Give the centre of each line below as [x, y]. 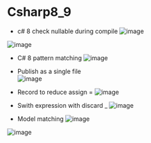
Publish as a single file [49, 71]
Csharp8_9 [39, 12]
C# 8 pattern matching [49, 58]
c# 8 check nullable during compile [68, 31]
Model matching [40, 119]
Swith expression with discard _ [62, 105]
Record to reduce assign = [55, 92]
